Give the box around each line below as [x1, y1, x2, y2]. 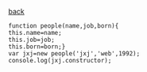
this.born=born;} [8, 43, 66, 51]
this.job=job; [8, 36, 56, 44]
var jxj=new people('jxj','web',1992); [8, 50, 141, 58]
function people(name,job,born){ [8, 22, 119, 30]
